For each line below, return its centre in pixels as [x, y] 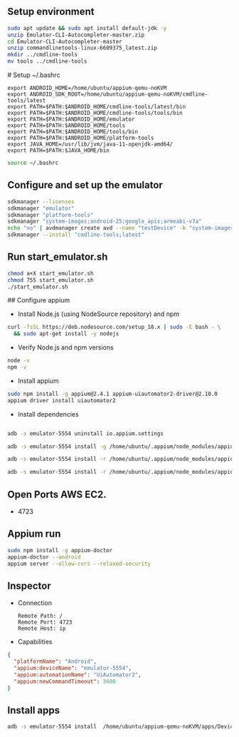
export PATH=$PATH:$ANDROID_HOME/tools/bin [73, 132]
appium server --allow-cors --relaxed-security [79, 564]
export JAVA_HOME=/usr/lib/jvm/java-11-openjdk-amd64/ [90, 144]
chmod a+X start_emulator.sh [51, 273]
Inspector [29, 585]
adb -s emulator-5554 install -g [57, 446]
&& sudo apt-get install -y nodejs [67, 334]
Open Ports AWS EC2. [57, 494]
